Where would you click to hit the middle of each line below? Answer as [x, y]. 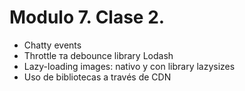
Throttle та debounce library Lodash [98, 55]
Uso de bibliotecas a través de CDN [97, 77]
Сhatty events [52, 45]
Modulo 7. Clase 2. [87, 17]
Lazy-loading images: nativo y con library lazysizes [129, 66]
